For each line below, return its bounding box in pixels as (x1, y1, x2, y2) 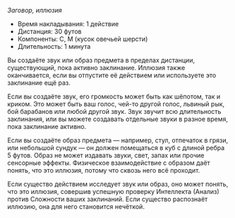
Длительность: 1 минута (17, 42, 91, 50)
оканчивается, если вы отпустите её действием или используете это (7, 71, 217, 79)
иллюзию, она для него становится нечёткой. (7, 202, 145, 211)
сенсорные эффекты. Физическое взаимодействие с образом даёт (7, 159, 210, 167)
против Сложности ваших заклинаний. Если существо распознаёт (7, 195, 208, 203)
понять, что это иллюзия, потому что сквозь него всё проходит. (7, 166, 200, 174)
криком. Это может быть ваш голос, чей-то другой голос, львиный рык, (7, 100, 225, 108)
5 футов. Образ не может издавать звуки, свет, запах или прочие (7, 151, 205, 159)
